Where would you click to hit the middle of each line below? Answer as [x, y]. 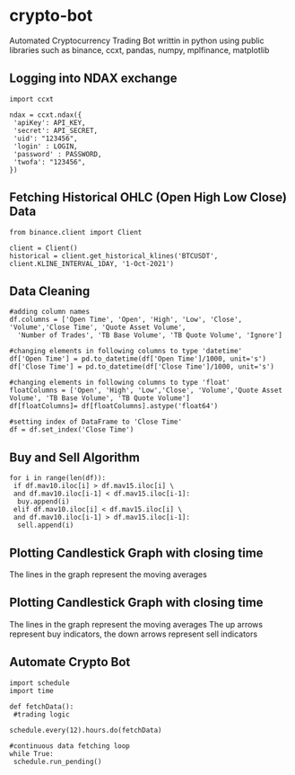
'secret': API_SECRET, [56, 130]
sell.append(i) [46, 526]
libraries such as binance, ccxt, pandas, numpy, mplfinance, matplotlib [139, 49]
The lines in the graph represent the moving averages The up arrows [136, 624]
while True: [31, 753]
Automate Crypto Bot [70, 662]
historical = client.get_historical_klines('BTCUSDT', [114, 256]
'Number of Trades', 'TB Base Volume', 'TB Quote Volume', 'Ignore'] [150, 335]
